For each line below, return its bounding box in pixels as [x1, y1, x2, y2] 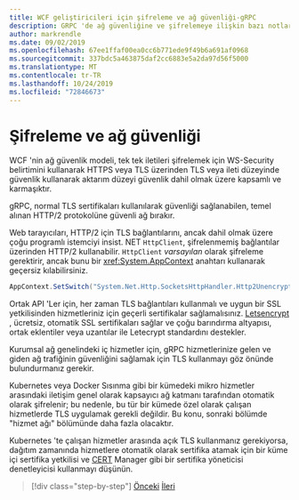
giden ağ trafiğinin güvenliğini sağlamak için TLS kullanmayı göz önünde [9, 353, 274, 365]
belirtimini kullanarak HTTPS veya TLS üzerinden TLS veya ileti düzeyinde [9, 165, 280, 175]
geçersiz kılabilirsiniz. [9, 265, 89, 276]
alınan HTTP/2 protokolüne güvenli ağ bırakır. [9, 210, 175, 221]
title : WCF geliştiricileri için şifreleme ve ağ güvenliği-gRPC [9, 12, 256, 22]
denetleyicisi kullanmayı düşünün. [9, 464, 133, 474]
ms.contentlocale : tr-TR [9, 71, 101, 80]
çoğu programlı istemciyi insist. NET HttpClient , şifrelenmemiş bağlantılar [9, 237, 280, 247]
